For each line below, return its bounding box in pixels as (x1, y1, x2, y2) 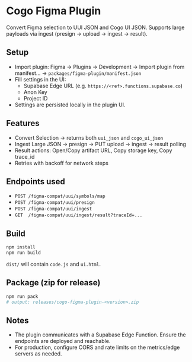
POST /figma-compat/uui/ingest (14, 206, 92, 212)
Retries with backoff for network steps (14, 159, 108, 166)
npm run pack (6, 293, 39, 300)
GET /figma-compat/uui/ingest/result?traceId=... (14, 212, 143, 218)
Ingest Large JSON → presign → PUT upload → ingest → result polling (14, 140, 187, 147)
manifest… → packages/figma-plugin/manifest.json (14, 70, 142, 77)
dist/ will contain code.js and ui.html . (6, 260, 101, 267)
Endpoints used (6, 177, 65, 187)
